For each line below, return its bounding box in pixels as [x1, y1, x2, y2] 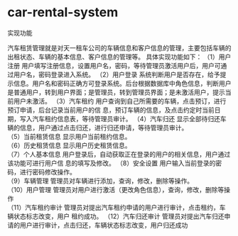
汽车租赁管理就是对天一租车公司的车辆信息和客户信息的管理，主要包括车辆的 [7, 43, 232, 52]
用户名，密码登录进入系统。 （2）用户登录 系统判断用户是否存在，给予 [13, 70, 220, 79]
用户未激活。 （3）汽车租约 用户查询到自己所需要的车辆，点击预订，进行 [13, 96, 227, 105]
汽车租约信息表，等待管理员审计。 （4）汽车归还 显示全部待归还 [31, 114, 220, 123]
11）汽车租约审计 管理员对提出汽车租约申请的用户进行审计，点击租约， [13, 203, 220, 211]
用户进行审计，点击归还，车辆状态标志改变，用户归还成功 [19, 220, 188, 229]
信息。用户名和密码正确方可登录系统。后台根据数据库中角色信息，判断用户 [13, 79, 232, 87]
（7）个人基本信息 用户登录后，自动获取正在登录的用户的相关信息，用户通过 [7, 150, 231, 158]
